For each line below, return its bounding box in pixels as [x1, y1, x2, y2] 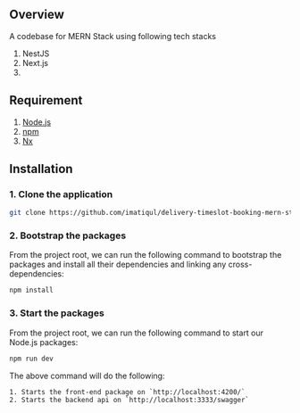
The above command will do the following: [9, 370, 165, 381]
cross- [228, 259, 253, 270]
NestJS [21, 48, 50, 59]
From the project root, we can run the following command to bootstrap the [9, 250, 282, 260]
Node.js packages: [9, 336, 79, 347]
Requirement [9, 93, 83, 108]
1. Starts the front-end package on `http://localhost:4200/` [9, 387, 246, 396]
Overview [9, 7, 65, 22]
